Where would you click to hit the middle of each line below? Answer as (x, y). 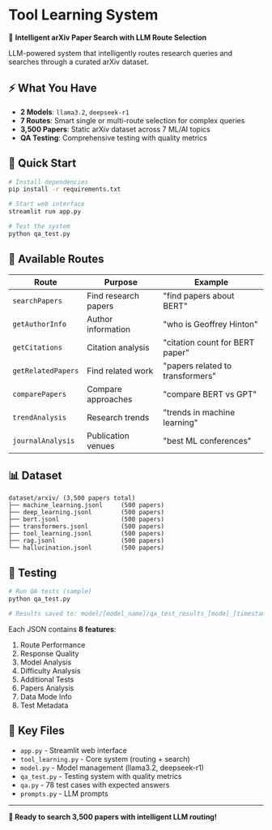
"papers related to (198, 365)
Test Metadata (44, 705)
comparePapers (40, 394)
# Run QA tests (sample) (50, 591)
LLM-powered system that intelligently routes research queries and (121, 53)
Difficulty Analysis (50, 670)
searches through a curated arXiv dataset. (79, 62)
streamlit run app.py (45, 212)
